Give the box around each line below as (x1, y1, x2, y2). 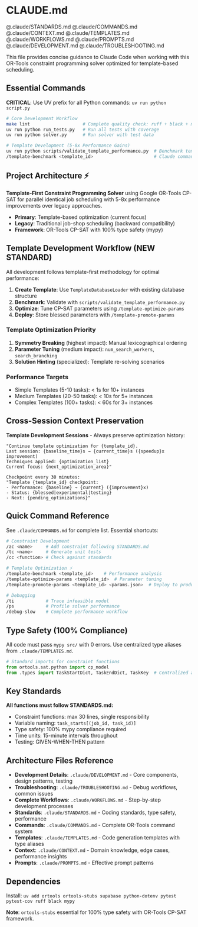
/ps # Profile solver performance (6, 603, 120, 609)
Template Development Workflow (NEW (6, 243, 155, 253)
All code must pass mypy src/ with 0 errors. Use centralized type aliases (6, 641, 181, 648)
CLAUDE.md (6, 4, 68, 17)
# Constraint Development (6, 538, 70, 544)
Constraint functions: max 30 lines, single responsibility (14, 713, 150, 721)
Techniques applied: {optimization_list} (6, 458, 110, 464)
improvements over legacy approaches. (6, 202, 103, 209)
